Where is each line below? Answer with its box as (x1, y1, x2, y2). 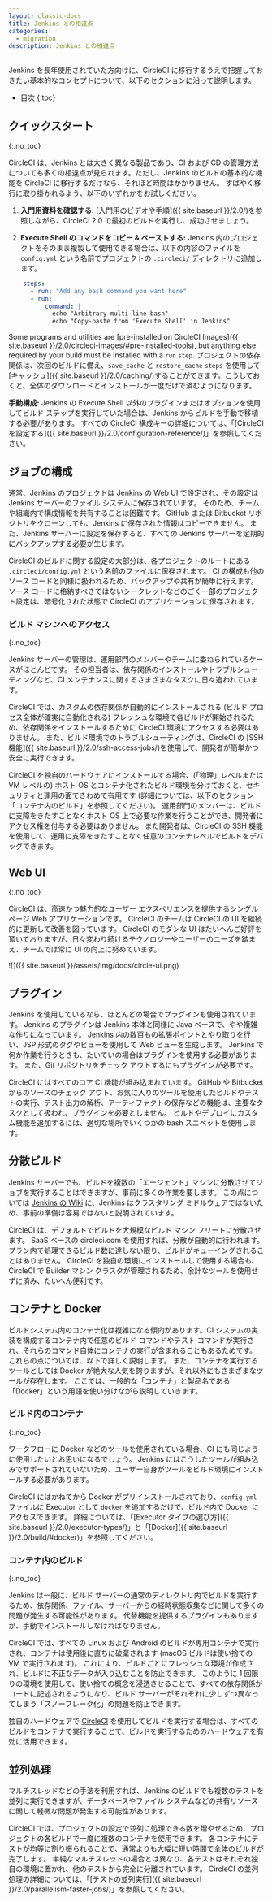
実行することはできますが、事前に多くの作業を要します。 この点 (29, 1187, 245, 1197)
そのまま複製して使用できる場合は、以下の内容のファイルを (41, 243, 241, 253)
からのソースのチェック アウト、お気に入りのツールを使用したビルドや (8, 1087, 245, 1097)
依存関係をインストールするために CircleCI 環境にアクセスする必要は (22, 722, 253, 732)
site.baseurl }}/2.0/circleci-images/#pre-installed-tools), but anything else (8, 340, 257, 350)
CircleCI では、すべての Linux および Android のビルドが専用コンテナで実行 (8, 1638, 260, 1648)
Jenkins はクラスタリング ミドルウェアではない (98, 1198, 257, 1207)
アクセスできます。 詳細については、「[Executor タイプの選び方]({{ (8, 1512, 229, 1522)
